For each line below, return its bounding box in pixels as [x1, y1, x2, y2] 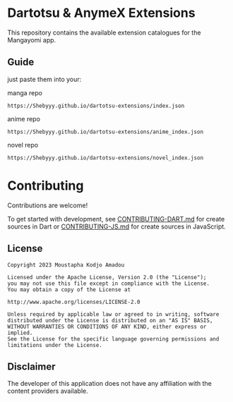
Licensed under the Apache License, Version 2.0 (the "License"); [7, 274, 207, 281]
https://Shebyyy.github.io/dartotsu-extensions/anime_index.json [7, 128, 203, 135]
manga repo [7, 88, 42, 97]
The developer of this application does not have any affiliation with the [7, 379, 212, 388]
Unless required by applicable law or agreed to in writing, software [7, 310, 220, 318]
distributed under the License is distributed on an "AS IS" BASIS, [7, 317, 213, 324]
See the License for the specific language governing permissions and [7, 335, 220, 343]
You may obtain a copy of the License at [7, 286, 131, 293]
